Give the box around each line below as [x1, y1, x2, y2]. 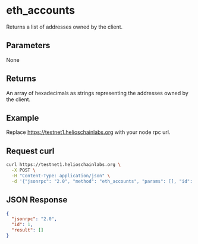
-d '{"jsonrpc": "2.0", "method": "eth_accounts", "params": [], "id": [11, 178, 193, 184]
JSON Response [6, 195, 68, 205]
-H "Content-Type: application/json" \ [11, 173, 111, 179]
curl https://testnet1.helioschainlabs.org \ [6, 162, 121, 168]
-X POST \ [11, 167, 36, 173]
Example [6, 112, 39, 123]
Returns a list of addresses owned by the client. [6, 23, 123, 30]
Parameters [6, 40, 51, 51]
